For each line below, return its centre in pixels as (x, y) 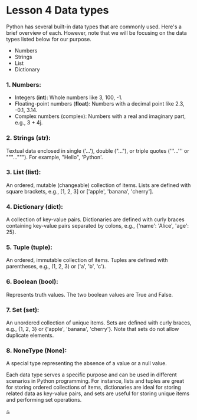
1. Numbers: (24, 84)
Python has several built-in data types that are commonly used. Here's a (94, 27)
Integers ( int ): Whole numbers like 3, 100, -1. (68, 97)
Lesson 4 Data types (58, 10)
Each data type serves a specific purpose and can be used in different (91, 375)
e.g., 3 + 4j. (29, 123)
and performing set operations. (44, 400)
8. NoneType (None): (37, 350)
